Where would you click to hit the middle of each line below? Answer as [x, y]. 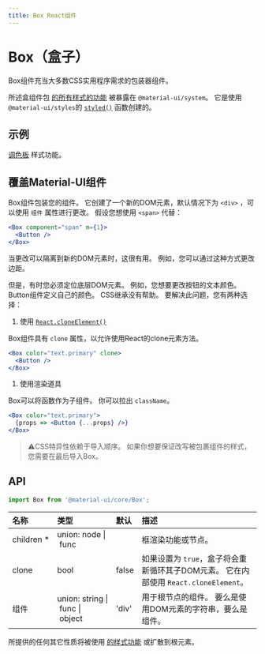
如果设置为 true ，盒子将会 [190, 558]
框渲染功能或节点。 [177, 539]
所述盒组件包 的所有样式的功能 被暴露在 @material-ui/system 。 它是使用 [125, 97]
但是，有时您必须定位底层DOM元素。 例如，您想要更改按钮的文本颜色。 [125, 284]
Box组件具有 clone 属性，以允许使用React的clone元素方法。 [106, 338]
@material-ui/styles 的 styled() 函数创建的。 [82, 107]
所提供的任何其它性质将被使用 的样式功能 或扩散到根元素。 [103, 641]
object [71, 618]
